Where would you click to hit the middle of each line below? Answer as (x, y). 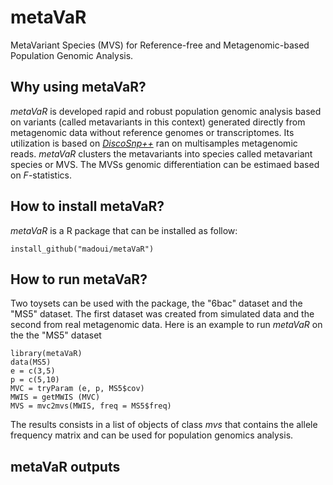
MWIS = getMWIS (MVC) (55, 397)
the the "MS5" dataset (56, 335)
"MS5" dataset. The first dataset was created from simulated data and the (162, 314)
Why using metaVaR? (78, 87)
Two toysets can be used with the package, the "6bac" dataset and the (156, 303)
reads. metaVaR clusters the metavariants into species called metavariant (161, 153)
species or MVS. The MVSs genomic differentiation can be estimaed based (165, 164)
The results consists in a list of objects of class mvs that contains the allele (164, 425)
